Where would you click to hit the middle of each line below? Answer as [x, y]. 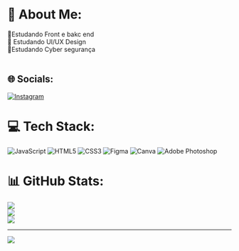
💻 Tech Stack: [51, 126]
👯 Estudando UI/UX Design [47, 41]
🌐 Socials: [31, 79]
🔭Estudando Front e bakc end [51, 34]
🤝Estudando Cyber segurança [52, 49]
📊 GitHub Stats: [56, 181]
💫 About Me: [45, 15]
